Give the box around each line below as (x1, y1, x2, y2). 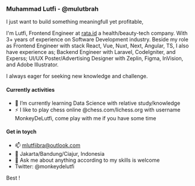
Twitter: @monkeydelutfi (14, 162, 75, 170)
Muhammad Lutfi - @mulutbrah (6, 5, 99, 13)
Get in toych (6, 128, 37, 135)
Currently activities (6, 86, 55, 93)
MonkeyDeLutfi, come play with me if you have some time (14, 114, 156, 121)
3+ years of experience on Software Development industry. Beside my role (6, 36, 188, 43)
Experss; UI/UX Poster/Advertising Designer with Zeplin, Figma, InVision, (6, 55, 184, 62)
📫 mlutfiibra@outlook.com (14, 142, 81, 149)
